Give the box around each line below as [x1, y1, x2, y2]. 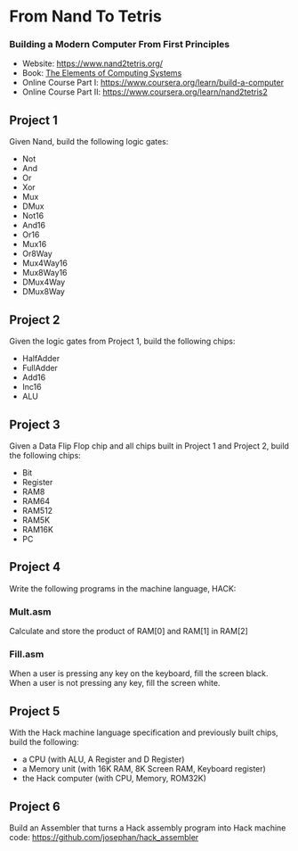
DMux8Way [21, 286, 65, 297]
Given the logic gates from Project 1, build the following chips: [9, 336, 236, 347]
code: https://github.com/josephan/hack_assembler [9, 831, 199, 842]
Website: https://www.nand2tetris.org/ [21, 58, 163, 69]
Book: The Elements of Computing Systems [21, 68, 182, 78]
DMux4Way [21, 277, 66, 287]
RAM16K [21, 524, 53, 534]
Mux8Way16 [21, 268, 68, 278]
